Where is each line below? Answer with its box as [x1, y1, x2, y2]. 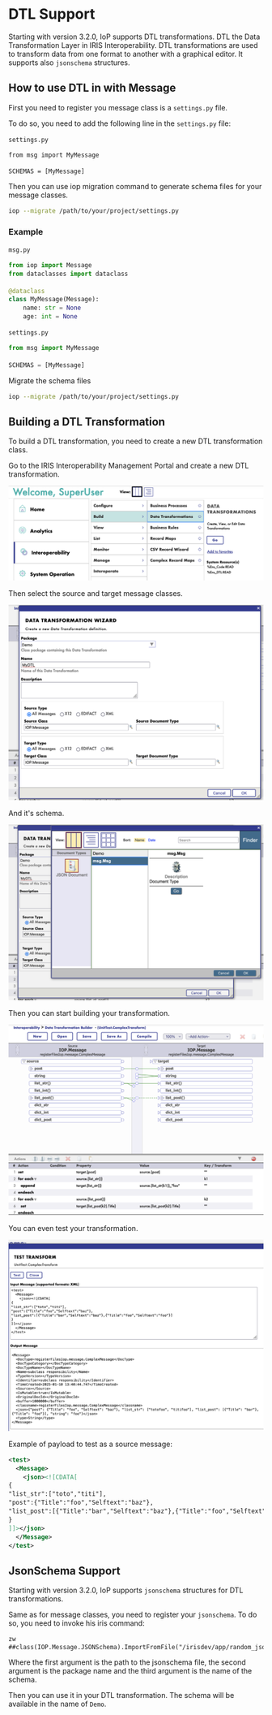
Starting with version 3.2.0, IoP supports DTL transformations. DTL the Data [8, 32, 261, 41]
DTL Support [8, 5, 96, 24]
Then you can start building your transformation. [8, 1008, 170, 1017]
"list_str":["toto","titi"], [8, 1490, 107, 1498]
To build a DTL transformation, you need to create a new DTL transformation [8, 436, 263, 447]
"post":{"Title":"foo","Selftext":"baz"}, [8, 1499, 154, 1507]
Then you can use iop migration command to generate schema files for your [8, 181, 262, 191]
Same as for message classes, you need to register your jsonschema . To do [8, 1609, 257, 1620]
